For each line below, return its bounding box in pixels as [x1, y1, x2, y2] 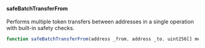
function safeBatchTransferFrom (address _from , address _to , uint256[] [6, 36, 192, 42]
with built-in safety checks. [6, 25, 75, 32]
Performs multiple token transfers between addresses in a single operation [6, 18, 194, 25]
